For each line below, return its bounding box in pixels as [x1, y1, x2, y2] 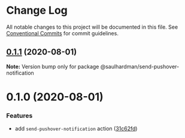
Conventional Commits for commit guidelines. [6, 29, 119, 36]
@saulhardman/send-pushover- [100, 63, 180, 70]
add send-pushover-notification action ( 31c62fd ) [14, 125, 138, 132]
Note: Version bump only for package [6, 63, 99, 70]
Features [6, 111, 33, 119]
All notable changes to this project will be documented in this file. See [6, 23, 178, 30]
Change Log [6, 4, 68, 17]
